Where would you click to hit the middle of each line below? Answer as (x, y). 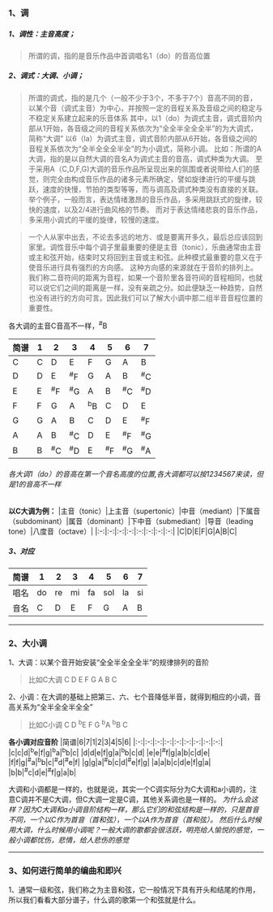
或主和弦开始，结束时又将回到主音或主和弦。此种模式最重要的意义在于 (145, 257)
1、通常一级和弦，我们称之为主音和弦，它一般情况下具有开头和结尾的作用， (134, 889)
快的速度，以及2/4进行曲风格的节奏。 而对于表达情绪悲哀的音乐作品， (145, 210)
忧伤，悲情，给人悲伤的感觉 (83, 840)
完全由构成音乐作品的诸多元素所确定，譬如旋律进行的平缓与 (149, 179)
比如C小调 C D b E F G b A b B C (78, 724)
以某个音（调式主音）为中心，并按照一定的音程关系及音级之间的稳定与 (145, 108)
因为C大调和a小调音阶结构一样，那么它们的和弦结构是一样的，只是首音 (141, 809)
